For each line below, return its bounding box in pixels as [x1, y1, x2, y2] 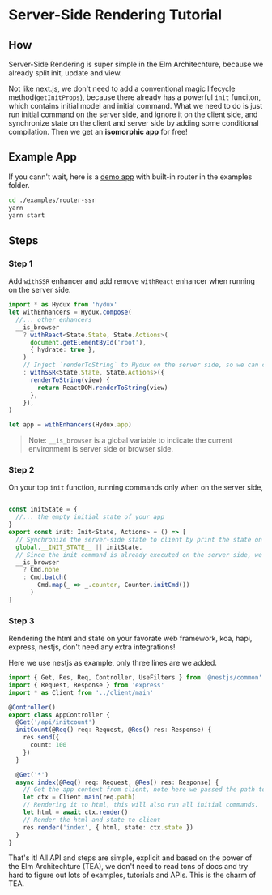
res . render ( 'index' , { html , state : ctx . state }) [23, 823, 194, 832]
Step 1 [8, 258, 33, 269]
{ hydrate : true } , [29, 346, 96, 354]
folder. [8, 180, 30, 190]
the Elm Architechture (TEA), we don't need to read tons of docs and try [8, 862, 249, 871]
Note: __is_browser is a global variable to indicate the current [28, 435, 233, 445]
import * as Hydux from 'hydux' [8, 301, 117, 309]
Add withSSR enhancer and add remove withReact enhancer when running [8, 276, 255, 286]
